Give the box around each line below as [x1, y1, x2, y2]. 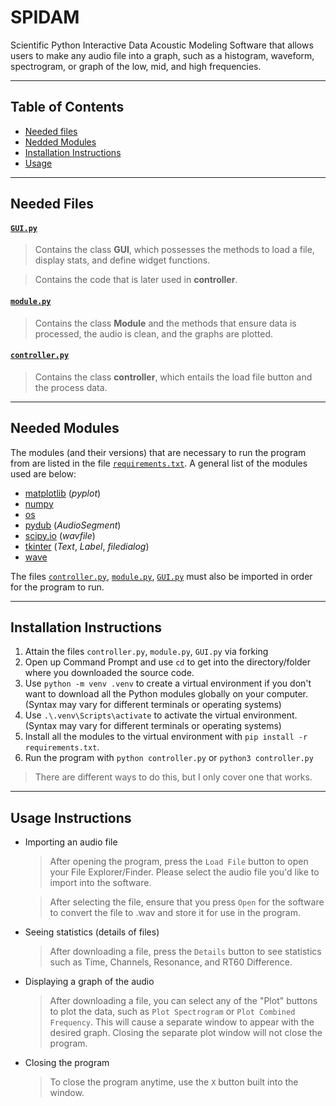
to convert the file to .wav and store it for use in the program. [49, 907, 301, 919]
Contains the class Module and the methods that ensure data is [34, 317, 297, 329]
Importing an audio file [24, 836, 118, 848]
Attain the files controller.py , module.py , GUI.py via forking [24, 646, 269, 658]
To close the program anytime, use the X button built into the [49, 1076, 299, 1088]
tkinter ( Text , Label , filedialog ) [24, 540, 150, 552]
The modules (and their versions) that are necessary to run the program [10, 446, 307, 458]
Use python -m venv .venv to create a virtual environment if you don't [24, 677, 312, 690]
